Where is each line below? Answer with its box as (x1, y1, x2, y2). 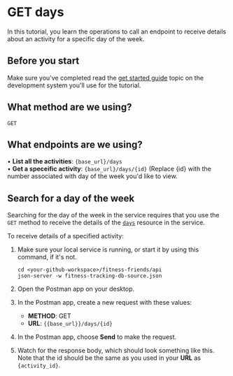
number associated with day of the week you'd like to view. (7, 172, 178, 180)
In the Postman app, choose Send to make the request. (17, 333, 177, 341)
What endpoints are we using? (7, 138, 143, 150)
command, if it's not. (17, 253, 77, 261)
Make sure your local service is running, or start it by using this (17, 245, 199, 254)
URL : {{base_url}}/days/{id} (27, 319, 113, 328)
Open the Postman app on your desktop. (17, 284, 135, 294)
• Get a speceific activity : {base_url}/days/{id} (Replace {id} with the (7, 165, 211, 173)
